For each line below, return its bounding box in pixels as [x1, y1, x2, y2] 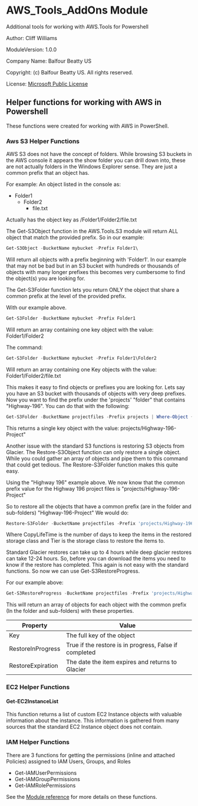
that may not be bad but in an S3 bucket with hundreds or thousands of [6, 262, 180, 269]
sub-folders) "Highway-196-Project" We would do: [6, 509, 129, 516]
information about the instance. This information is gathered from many [6, 717, 180, 724]
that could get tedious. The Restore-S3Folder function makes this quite [6, 461, 179, 468]
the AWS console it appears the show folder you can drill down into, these [6, 157, 186, 164]
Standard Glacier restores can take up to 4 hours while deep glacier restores [6, 549, 192, 556]
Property [22, 621, 48, 629]
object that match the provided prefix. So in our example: [6, 234, 144, 241]
